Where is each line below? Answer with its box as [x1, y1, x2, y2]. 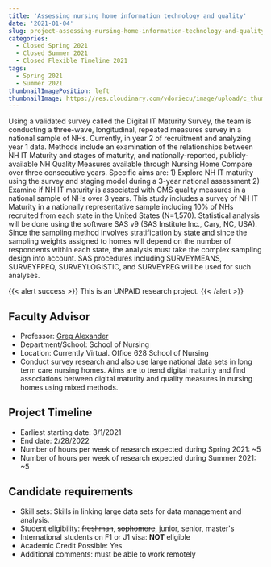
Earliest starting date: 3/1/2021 [19, 427, 122, 436]
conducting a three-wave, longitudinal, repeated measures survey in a [8, 125, 242, 135]
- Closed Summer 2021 [15, 49, 89, 57]
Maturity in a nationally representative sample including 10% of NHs [8, 202, 234, 212]
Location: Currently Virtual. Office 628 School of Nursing [19, 348, 210, 358]
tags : [8, 65, 27, 73]
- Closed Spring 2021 [15, 42, 89, 50]
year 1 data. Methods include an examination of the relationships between [8, 142, 254, 152]
